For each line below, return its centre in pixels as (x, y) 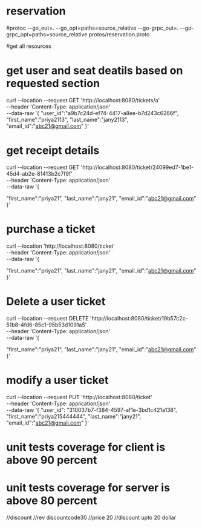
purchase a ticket (51, 229)
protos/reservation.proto (119, 34)
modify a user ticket (57, 380)
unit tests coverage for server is (88, 488)
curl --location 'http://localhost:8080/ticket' (60, 246)
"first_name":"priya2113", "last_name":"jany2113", (67, 119)
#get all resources (29, 46)
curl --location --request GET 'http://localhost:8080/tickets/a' (83, 100)
